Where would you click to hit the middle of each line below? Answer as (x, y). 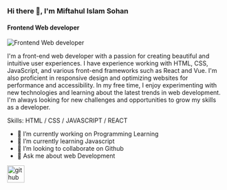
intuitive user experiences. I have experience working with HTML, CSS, (108, 63)
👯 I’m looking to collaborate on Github (70, 149)
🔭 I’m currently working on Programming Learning (88, 134)
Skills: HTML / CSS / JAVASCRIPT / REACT (67, 120)
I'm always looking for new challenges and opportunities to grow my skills (112, 100)
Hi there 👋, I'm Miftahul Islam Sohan (68, 11)
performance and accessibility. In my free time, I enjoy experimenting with (112, 85)
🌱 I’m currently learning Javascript (66, 141)
